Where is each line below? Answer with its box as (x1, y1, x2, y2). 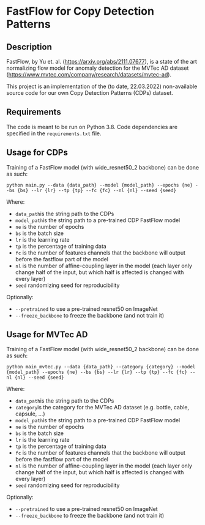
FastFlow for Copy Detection (6, 4, 155, 18)
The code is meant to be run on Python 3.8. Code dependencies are (6, 123, 178, 130)
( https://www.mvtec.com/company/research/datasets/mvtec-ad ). (6, 71, 172, 78)
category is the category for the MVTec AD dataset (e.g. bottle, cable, (15, 404, 190, 411)
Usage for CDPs (6, 147, 69, 158)
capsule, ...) (15, 410, 45, 417)
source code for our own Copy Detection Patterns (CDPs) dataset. (6, 89, 173, 96)
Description (6, 42, 52, 52)
